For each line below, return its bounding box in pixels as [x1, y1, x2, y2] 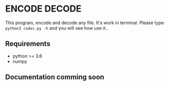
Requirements [5, 40, 50, 48]
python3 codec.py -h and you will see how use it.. [5, 25, 108, 31]
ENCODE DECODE [5, 3, 82, 15]
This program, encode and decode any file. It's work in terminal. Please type [5, 20, 164, 26]
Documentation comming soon [5, 73, 104, 81]
